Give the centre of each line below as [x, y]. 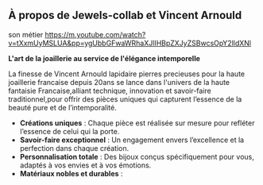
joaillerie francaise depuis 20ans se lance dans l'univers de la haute [119, 82]
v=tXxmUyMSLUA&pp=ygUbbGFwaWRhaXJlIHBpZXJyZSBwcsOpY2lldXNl [130, 43]
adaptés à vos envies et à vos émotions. [85, 165]
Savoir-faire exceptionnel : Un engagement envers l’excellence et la [132, 140]
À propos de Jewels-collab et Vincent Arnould [125, 15]
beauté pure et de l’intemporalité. [62, 107]
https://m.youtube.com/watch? [95, 34]
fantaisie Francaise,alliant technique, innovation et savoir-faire [110, 91]
